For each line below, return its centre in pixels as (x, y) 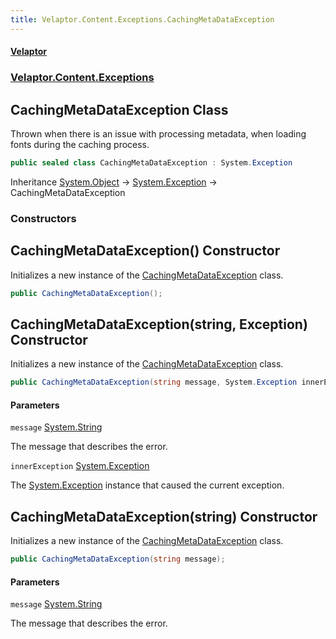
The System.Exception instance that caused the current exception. (147, 485)
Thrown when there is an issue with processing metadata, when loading (158, 133)
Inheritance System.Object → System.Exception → (114, 182)
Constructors (43, 218)
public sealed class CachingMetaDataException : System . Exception (151, 162)
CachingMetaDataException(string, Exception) (159, 324)
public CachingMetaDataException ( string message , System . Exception (154, 382)
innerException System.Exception (80, 466)
